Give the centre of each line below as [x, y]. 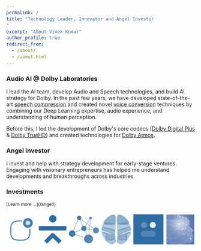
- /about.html [29, 57]
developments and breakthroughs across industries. [70, 176]
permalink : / [22, 13]
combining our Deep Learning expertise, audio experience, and [84, 111]
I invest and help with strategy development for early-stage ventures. [91, 164]
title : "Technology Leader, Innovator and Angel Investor [80, 19]
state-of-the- [174, 98]
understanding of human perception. [52, 117]
